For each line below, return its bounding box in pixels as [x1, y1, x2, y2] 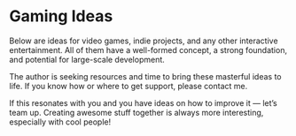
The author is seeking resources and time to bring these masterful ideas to [9, 71, 282, 81]
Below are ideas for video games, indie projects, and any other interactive [9, 35, 278, 46]
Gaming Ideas [9, 6, 113, 26]
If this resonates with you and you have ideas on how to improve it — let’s [9, 97, 277, 108]
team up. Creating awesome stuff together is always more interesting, [9, 107, 264, 117]
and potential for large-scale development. [9, 54, 166, 64]
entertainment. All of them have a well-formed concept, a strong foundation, [9, 44, 288, 55]
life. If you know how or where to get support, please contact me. [9, 80, 248, 91]
